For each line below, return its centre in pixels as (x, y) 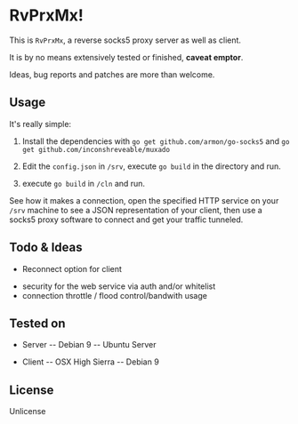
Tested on (37, 323)
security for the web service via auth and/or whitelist (119, 286)
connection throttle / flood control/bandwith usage (114, 295)
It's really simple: (40, 124)
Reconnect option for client (72, 268)
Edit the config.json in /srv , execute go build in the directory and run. (152, 166)
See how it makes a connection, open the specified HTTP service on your (144, 200)
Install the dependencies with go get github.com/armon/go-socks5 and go (156, 141)
